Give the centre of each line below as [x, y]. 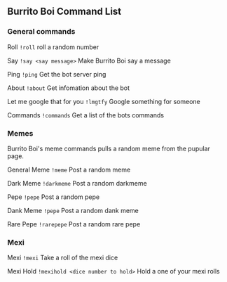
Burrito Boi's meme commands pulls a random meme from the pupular [109, 148]
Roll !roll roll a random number [53, 47]
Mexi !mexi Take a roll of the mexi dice [63, 258]
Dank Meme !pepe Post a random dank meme [73, 210]
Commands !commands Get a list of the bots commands [86, 115]
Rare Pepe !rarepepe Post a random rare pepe [74, 224]
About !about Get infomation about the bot [69, 88]
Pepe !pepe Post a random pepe [54, 197]
